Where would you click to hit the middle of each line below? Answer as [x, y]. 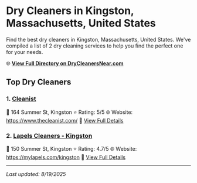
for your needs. [25, 52]
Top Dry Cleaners [39, 82]
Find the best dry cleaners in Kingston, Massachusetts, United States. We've [98, 39]
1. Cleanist [21, 99]
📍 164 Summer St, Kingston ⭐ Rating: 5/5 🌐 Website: [69, 112]
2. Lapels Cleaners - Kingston [49, 135]
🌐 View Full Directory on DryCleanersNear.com [65, 63]
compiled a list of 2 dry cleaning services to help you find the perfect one [95, 46]
